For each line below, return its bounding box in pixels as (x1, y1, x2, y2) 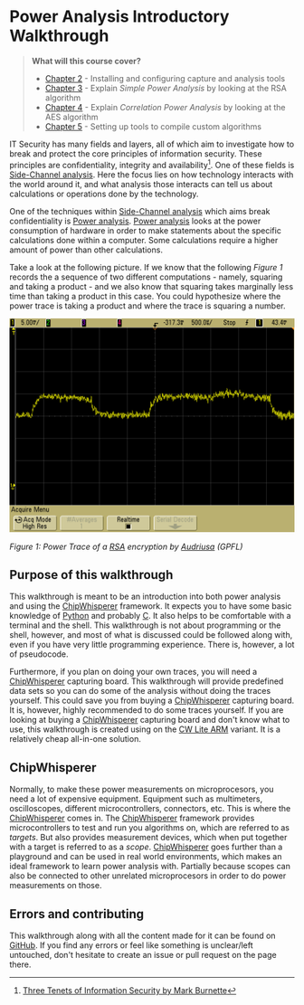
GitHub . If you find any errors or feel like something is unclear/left (9, 940, 253, 951)
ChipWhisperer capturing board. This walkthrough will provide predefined (9, 676, 284, 687)
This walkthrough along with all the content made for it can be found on (9, 930, 276, 942)
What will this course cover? (31, 55, 142, 66)
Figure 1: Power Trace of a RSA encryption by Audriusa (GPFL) (9, 541, 243, 552)
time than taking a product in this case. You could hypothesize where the (9, 290, 281, 301)
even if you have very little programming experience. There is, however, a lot (9, 640, 295, 650)
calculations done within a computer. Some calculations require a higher (9, 234, 279, 245)
